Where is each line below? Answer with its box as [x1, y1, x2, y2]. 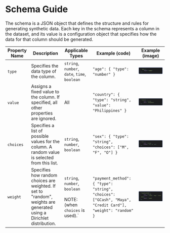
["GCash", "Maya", [93, 197, 132, 202]
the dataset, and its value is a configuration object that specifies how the [5, 31, 157, 37]
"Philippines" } [93, 108, 127, 113]
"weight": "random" [93, 208, 134, 213]
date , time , [64, 71, 87, 77]
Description [32, 50, 58, 56]
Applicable [64, 47, 88, 53]
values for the [31, 139, 60, 145]
